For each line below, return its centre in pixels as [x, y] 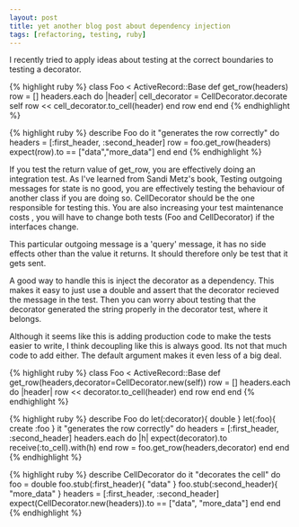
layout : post [34, 18]
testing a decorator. [46, 69]
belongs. [26, 319]
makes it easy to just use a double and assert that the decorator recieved [145, 290]
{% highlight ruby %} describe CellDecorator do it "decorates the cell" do [145, 475]
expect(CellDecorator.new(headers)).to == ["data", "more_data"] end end [145, 504]
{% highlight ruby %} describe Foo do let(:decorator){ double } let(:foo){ [143, 419]
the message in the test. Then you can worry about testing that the [132, 300]
